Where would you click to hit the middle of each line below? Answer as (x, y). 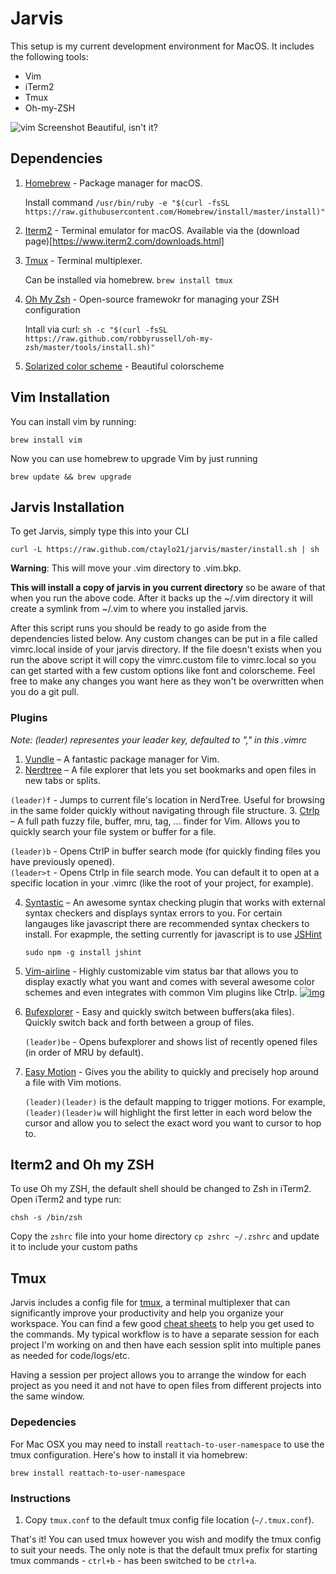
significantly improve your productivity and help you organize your (147, 1313)
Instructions (41, 1498)
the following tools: (49, 56)
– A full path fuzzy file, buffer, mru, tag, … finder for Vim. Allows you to (155, 821)
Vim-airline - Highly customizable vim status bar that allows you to (161, 971)
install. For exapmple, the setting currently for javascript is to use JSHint (173, 934)
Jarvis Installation (67, 507)
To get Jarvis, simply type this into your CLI (100, 531)
